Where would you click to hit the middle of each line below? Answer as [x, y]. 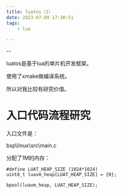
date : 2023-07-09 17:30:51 [40, 17]
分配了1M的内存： [28, 158]
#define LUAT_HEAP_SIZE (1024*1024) [52, 169]
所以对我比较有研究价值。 [38, 89]
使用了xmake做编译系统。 [38, 77]
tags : [13, 23]
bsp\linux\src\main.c [32, 146]
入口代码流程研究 [49, 116]
